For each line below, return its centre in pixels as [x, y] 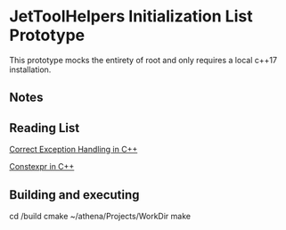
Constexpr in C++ [42, 167]
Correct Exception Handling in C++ [74, 150]
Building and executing [74, 195]
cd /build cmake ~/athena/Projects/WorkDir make [100, 216]
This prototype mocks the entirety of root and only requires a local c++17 [143, 60]
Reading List [45, 128]
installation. [30, 70]
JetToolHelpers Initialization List [131, 16]
